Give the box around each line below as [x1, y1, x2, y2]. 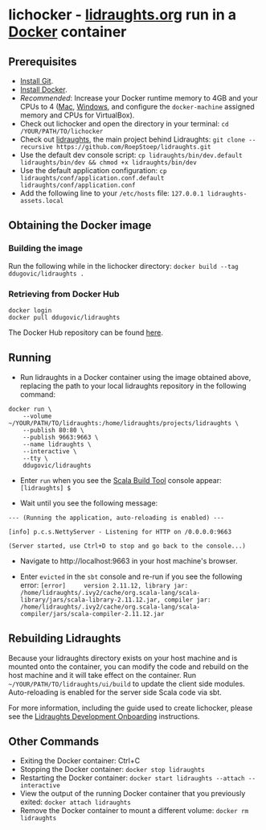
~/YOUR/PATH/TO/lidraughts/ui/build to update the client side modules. [8, 679, 245, 688]
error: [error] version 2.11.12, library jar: [19, 580, 189, 589]
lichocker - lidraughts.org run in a [8, 6, 237, 24]
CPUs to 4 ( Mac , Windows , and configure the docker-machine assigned [19, 102, 255, 111]
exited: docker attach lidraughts [19, 797, 131, 807]
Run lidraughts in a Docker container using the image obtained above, [19, 372, 252, 382]
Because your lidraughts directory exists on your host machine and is [8, 653, 238, 663]
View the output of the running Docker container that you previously [19, 789, 246, 799]
